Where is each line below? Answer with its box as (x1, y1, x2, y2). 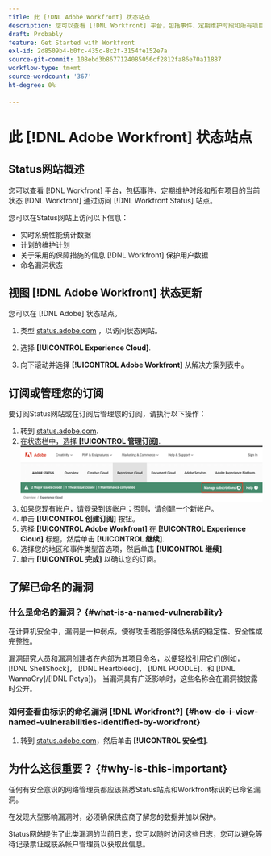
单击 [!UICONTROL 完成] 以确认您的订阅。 (19, 554, 161, 564)
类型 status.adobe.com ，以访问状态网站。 (19, 326, 163, 336)
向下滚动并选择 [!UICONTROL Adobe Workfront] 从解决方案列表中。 (19, 360, 248, 370)
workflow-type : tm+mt (8, 65, 81, 73)
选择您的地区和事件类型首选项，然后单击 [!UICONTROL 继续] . (19, 545, 224, 554)
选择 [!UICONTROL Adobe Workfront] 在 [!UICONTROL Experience (19, 524, 246, 534)
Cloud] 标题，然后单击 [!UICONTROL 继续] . (19, 534, 165, 544)
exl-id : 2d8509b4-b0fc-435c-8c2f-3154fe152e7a (8, 47, 168, 56)
